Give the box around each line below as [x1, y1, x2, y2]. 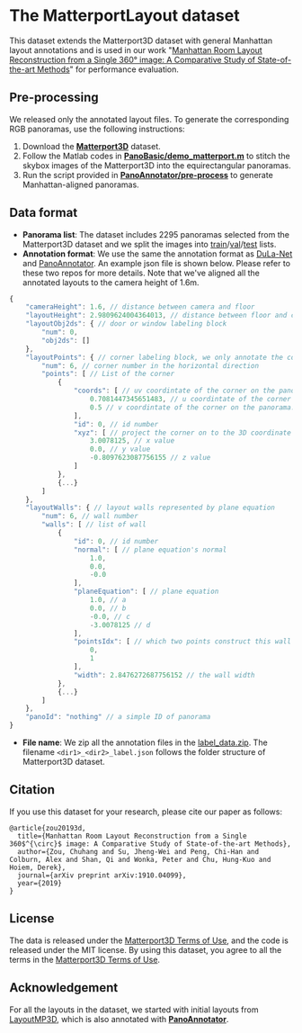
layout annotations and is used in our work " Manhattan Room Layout [9, 44, 262, 55]
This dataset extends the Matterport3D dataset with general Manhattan [9, 35, 273, 46]
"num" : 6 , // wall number [41, 512, 139, 521]
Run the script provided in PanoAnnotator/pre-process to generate [22, 169, 274, 180]
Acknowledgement [9, 980, 119, 995]
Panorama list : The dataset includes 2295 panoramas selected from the [22, 229, 290, 239]
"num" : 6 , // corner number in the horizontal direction [41, 361, 259, 370]
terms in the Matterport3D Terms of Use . [9, 954, 160, 965]
